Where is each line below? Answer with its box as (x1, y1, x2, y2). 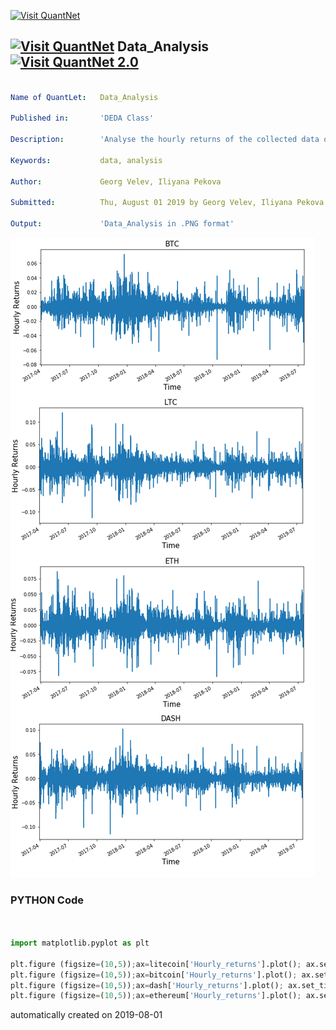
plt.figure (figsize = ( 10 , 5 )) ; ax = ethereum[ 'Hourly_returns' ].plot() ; (10, 991, 302, 1001)
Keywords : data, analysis (10, 155, 163, 165)
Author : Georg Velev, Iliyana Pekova (10, 176, 222, 187)
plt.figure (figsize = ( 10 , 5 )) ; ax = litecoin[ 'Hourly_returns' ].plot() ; (10, 959, 302, 969)
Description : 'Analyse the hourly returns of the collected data (10, 135, 320, 145)
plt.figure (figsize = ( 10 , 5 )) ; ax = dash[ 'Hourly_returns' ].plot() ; (10, 980, 284, 990)
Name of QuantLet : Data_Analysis (10, 92, 159, 102)
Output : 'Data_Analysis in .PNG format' (10, 219, 235, 229)
